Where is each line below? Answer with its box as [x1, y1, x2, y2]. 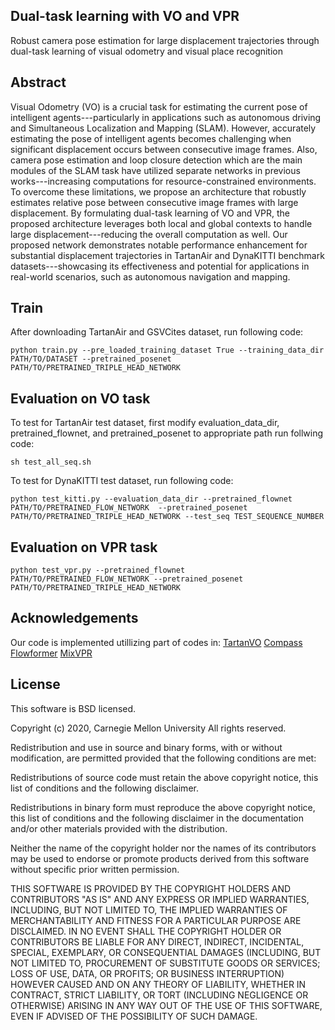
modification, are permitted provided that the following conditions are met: [10, 752, 317, 764]
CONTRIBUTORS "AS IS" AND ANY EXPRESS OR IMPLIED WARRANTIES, [10, 893, 310, 905]
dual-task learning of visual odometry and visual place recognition [10, 45, 284, 57]
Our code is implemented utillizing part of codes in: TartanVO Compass [10, 636, 303, 648]
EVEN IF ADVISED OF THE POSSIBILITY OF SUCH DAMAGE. [10, 1010, 258, 1022]
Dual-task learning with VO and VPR [10, 8, 240, 25]
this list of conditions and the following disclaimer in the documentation [10, 812, 304, 824]
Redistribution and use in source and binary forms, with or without [10, 741, 283, 753]
